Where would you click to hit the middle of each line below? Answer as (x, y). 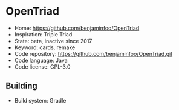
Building (21, 86)
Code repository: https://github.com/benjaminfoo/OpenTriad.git (93, 53)
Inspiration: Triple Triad (43, 34)
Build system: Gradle (40, 100)
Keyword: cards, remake (45, 47)
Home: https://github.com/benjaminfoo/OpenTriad (77, 28)
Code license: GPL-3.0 (42, 67)
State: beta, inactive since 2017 (53, 41)
